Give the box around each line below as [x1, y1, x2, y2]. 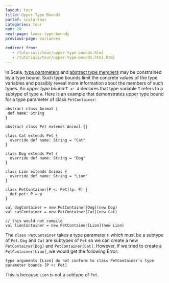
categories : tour [5, 22, 42, 27]
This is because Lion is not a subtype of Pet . [5, 271, 99, 277]
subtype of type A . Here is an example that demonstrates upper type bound [5, 91, 164, 97]
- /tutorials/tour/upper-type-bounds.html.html [12, 55, 115, 60]
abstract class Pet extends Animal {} [5, 124, 88, 129]
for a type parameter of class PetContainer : [5, 96, 96, 103]
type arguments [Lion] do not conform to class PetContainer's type [5, 258, 154, 263]
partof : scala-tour [5, 17, 47, 22]
